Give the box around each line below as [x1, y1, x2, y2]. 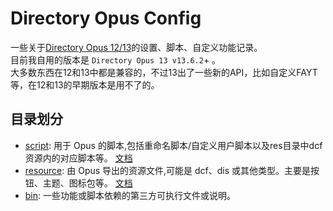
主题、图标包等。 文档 [42, 177, 133, 189]
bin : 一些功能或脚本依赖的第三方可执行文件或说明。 [24, 189, 237, 201]
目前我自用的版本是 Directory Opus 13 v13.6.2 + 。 [10, 53, 222, 66]
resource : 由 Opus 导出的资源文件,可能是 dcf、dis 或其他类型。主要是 [24, 164, 312, 176]
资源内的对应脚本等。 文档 [24, 152, 133, 164]
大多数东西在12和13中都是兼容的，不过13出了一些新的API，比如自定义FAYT [10, 66, 318, 78]
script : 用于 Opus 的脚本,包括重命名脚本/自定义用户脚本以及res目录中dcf [24, 139, 323, 151]
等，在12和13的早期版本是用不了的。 [10, 78, 160, 91]
